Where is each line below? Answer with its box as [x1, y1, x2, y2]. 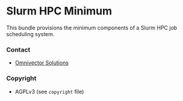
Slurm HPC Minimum [6, 4, 113, 18]
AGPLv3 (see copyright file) [14, 88, 84, 95]
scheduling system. [6, 30, 55, 37]
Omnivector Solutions [14, 59, 69, 67]
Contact [6, 45, 31, 54]
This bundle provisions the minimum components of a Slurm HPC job [6, 24, 178, 31]
